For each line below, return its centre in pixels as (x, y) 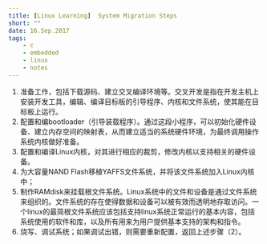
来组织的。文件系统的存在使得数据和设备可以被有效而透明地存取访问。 (136, 202)
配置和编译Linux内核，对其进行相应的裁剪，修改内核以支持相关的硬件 (134, 151)
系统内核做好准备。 (52, 142)
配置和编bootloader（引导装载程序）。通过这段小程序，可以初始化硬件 (135, 122)
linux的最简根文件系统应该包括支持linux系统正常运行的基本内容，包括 (141, 211)
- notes (35, 68)
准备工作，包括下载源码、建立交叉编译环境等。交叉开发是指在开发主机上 (139, 91)
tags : (17, 38)
